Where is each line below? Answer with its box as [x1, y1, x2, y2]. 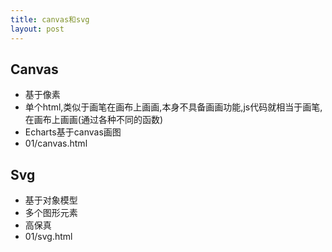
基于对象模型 [24, 194, 78, 206]
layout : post [10, 24, 65, 34]
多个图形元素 [24, 207, 78, 219]
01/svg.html [24, 231, 73, 243]
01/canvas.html [24, 137, 88, 150]
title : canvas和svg [10, 14, 90, 25]
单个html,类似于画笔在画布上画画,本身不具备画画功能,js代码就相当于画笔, [24, 101, 323, 113]
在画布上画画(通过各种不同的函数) [24, 114, 164, 126]
